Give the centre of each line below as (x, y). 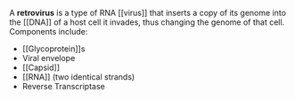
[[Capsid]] (41, 67)
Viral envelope (49, 58)
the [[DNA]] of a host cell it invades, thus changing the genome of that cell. (147, 22)
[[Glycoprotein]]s (53, 49)
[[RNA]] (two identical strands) (78, 77)
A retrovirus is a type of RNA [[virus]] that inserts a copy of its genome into (148, 13)
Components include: (49, 31)
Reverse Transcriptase (63, 86)
